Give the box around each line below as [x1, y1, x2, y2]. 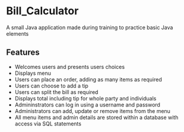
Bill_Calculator [6, 4, 79, 18]
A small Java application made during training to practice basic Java [6, 24, 173, 31]
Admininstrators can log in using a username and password [14, 101, 160, 108]
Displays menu [14, 70, 52, 77]
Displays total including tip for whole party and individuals [14, 95, 157, 102]
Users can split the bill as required [14, 88, 99, 96]
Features [6, 48, 40, 58]
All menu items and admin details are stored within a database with [14, 114, 179, 121]
